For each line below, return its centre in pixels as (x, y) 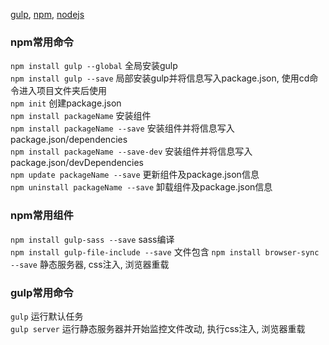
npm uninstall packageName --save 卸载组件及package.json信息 (141, 187)
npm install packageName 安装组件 (81, 116)
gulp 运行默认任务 (47, 316)
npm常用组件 (42, 216)
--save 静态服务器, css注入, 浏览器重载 (90, 264)
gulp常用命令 (42, 292)
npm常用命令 (42, 42)
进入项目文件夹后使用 (62, 91)
